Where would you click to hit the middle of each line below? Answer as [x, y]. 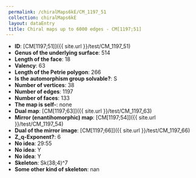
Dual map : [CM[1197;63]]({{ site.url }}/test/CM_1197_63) [83, 111]
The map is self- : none [43, 105]
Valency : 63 [30, 66]
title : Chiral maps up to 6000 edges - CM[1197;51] [75, 29]
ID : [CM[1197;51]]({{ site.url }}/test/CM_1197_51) [73, 46]
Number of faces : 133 [42, 98]
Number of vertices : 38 [44, 85]
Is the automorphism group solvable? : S [66, 79]
